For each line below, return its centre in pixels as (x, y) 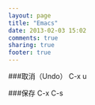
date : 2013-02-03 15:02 (47, 30)
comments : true (33, 38)
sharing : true (32, 45)
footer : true (30, 52)
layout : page (30, 16)
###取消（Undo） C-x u (47, 76)
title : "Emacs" (33, 23)
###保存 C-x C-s (36, 93)
